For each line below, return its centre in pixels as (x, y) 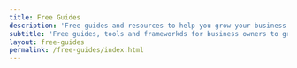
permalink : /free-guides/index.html (76, 50)
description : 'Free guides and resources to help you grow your (130, 26)
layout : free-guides (47, 42)
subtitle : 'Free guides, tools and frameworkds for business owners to (144, 34)
